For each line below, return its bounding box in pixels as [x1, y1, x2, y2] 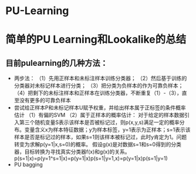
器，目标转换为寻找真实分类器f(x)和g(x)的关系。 [13, 148, 130, 155]
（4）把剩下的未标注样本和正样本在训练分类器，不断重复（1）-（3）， [13, 89, 183, 96]
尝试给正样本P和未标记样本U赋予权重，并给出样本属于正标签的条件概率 [13, 104, 186, 111]
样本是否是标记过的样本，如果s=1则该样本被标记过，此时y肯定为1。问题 [13, 133, 187, 140]
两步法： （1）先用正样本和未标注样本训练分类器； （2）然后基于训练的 [13, 75, 187, 82]
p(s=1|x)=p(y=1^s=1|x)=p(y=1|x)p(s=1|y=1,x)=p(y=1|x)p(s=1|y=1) [13, 155, 168, 162]
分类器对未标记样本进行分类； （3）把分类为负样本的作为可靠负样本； [13, 82, 184, 89]
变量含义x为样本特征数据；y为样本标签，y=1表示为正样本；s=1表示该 [24, 126, 191, 133]
